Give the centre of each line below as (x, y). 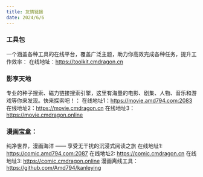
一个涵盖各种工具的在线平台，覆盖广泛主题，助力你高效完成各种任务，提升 (99, 54)
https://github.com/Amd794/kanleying (54, 168)
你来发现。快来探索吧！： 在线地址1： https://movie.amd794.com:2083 (105, 101)
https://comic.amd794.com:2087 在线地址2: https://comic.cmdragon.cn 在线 (101, 153)
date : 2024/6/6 (25, 18)
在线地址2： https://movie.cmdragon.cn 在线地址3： (71, 108)
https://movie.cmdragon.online (45, 115)
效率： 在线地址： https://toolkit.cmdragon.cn (67, 62)
